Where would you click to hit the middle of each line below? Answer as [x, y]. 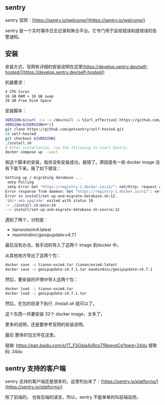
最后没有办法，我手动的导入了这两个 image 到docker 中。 [63, 245]
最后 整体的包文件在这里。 [31, 335]
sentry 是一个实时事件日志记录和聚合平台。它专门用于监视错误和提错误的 [79, 31]
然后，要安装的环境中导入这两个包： [42, 279]
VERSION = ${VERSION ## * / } [29, 125]
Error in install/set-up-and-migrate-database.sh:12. [61, 196]
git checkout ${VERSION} [30, 138]
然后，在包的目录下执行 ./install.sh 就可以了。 [51, 303]
